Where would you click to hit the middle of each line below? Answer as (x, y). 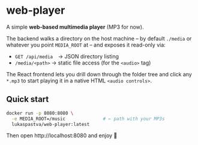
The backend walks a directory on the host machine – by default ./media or (99, 38)
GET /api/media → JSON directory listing (67, 56)
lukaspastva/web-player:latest (51, 124)
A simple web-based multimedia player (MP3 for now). (75, 27)
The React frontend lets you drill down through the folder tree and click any (99, 74)
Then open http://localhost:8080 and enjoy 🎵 (62, 135)
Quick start (28, 99)
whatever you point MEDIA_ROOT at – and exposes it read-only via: (86, 45)
